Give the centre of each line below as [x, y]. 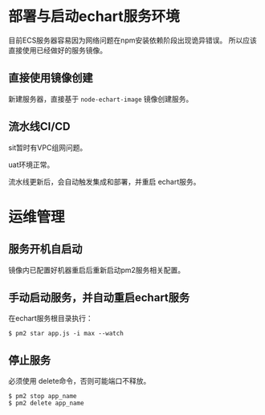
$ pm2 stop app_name [43, 397]
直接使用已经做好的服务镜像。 [57, 50]
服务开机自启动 [45, 249]
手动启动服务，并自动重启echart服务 [99, 297]
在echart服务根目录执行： [51, 319]
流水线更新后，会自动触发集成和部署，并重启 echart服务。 [104, 181]
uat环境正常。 [31, 165]
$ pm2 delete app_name [46, 403]
